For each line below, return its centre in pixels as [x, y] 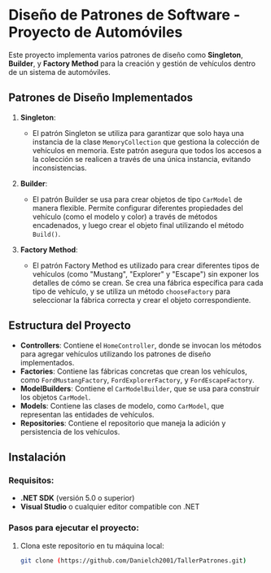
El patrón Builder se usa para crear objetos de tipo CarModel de [137, 199]
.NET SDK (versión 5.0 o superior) [77, 498]
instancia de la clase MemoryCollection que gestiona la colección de [146, 142]
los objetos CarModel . [55, 397]
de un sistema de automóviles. [60, 72]
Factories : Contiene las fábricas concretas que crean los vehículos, [134, 371]
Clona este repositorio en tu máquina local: [92, 545]
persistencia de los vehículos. [70, 431]
